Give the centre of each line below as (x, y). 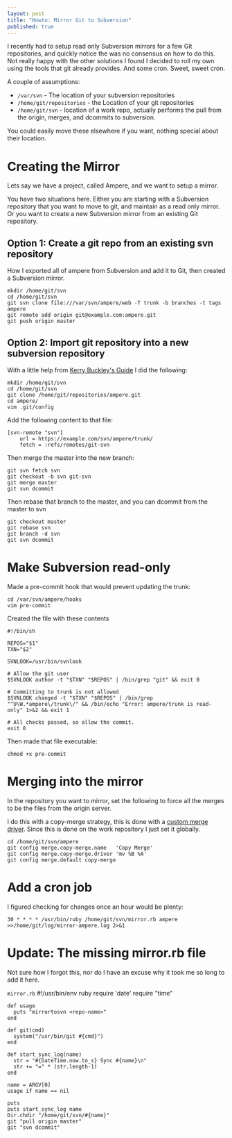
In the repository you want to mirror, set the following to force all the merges (116, 800)
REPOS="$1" (23, 643)
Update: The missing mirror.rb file (107, 953)
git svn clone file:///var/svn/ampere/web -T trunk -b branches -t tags (114, 303)
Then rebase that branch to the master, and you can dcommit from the (107, 502)
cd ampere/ (23, 401)
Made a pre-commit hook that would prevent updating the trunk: (99, 586)
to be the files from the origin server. (60, 808)
